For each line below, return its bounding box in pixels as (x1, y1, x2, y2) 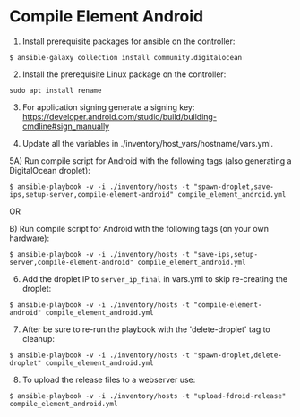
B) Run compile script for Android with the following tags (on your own (9, 223, 269, 234)
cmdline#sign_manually (21, 121, 110, 132)
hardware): (9, 233, 50, 243)
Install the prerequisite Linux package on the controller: (21, 69, 227, 80)
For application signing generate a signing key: (21, 101, 195, 113)
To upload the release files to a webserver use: (21, 374, 196, 385)
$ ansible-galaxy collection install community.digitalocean (9, 53, 243, 62)
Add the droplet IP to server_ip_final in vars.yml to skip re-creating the (21, 273, 288, 284)
